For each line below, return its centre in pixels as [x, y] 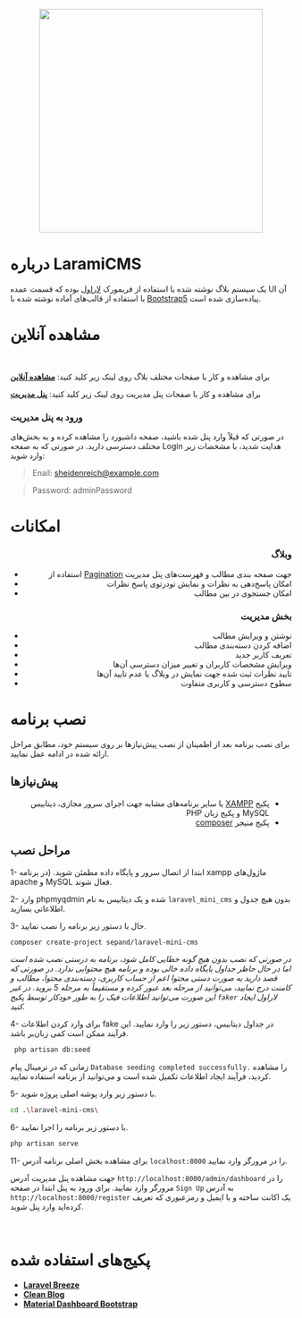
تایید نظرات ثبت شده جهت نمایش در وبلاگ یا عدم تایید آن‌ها [194, 673]
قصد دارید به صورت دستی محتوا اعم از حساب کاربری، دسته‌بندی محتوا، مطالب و [144, 978]
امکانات [35, 527]
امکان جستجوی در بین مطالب [243, 593]
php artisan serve [44, 1144]
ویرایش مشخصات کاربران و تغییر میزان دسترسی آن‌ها [202, 664]
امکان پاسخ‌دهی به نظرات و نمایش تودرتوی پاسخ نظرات [199, 583]
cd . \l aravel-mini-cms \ [55, 1110]
